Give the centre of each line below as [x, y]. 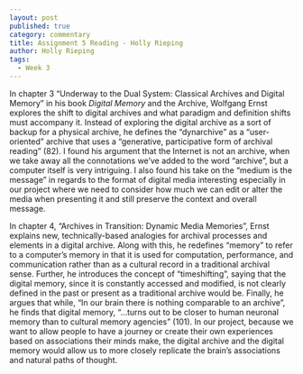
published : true [40, 26]
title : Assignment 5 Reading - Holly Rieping [96, 43]
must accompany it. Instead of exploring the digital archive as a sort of [141, 122]
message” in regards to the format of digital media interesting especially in [147, 179]
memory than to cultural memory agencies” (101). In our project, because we [151, 322]
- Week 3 [34, 68]
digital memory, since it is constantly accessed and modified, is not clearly [148, 283]
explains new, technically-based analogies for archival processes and [138, 235]
